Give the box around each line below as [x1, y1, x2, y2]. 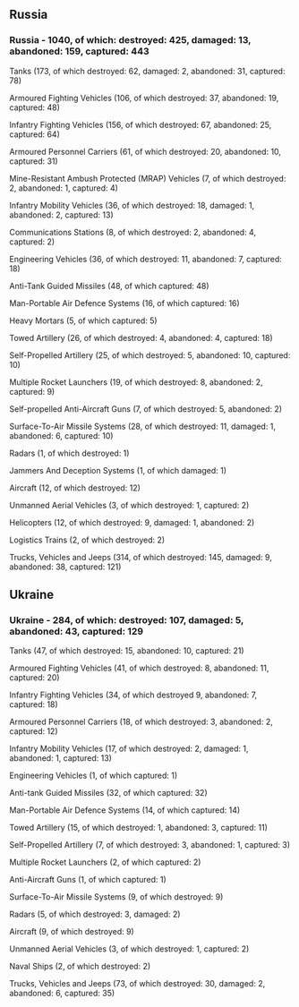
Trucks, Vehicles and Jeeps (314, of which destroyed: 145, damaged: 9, [9, 551, 273, 562]
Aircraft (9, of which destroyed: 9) [9, 926, 134, 937]
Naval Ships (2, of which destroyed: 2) [9, 961, 151, 972]
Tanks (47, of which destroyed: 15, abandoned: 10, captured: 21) [9, 645, 244, 656]
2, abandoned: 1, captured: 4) [9, 183, 119, 193]
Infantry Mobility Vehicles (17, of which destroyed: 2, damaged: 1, [9, 743, 249, 755]
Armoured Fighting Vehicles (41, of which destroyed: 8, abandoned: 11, [9, 662, 269, 674]
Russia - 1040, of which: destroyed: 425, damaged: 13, [9, 34, 252, 47]
